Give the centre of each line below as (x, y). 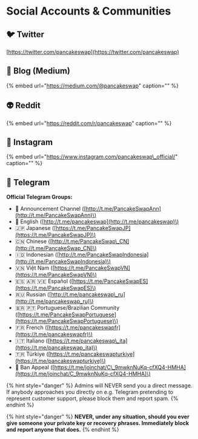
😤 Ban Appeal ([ (35, 367)
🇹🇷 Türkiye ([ (32, 354)
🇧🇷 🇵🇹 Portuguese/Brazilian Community (67, 308)
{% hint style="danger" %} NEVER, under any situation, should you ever (98, 417)
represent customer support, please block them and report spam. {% (92, 398)
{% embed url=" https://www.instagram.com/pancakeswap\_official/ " (92, 157)
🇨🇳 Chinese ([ (34, 242)
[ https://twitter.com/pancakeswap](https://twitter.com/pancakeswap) (93, 52)
